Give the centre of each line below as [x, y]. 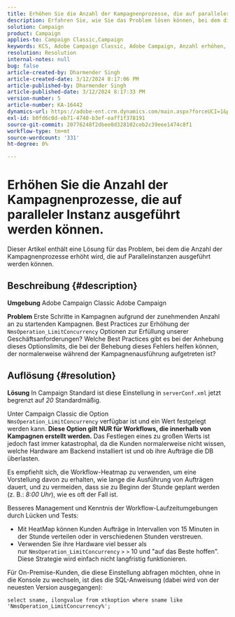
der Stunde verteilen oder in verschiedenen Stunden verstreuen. [110, 536]
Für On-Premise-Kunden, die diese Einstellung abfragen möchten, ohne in [114, 572]
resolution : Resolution [42, 53]
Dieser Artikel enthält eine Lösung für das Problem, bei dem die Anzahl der [115, 249]
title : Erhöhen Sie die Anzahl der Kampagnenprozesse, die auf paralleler [119, 14]
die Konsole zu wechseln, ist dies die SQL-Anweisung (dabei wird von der [113, 580]
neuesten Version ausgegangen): [55, 587]
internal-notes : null [39, 60]
